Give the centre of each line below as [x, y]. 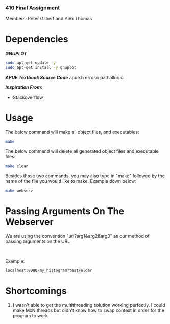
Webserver [29, 222]
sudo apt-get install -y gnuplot [41, 68]
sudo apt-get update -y [31, 63]
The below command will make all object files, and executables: [72, 132]
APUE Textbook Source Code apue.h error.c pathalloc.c [64, 77]
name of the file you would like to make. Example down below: [71, 181]
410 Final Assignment [33, 8]
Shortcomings [36, 291]
